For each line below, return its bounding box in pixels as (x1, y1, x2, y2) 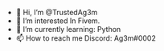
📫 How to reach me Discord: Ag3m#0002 (15, 33, 157, 43)
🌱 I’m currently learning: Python (15, 25, 121, 33)
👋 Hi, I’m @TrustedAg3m (15, 8, 98, 17)
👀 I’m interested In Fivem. (15, 16, 100, 25)
